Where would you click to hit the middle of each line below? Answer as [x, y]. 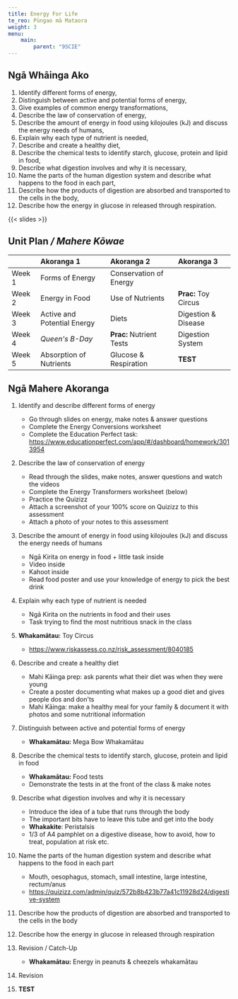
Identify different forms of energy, [67, 92]
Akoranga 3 [198, 261]
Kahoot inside [49, 572]
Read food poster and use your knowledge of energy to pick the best [129, 580]
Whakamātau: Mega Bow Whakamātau [86, 742]
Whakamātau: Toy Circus [56, 636]
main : [29, 40]
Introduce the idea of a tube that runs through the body [109, 812]
